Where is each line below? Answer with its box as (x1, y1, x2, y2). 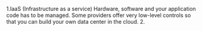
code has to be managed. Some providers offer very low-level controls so (6, 12, 191, 19)
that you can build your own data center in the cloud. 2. (6, 18, 145, 25)
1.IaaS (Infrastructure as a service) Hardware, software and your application (6, 5, 197, 12)
